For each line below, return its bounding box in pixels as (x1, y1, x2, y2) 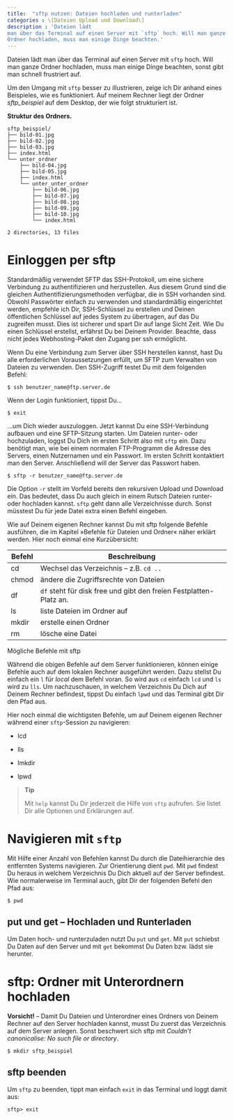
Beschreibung (107, 552, 156, 561)
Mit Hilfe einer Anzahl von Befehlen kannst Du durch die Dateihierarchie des (7, 854, 225, 862)
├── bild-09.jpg (32, 205, 79, 212)
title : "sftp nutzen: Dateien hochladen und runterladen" (7, 10, 182, 17)
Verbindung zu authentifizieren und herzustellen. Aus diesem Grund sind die (7, 283, 226, 292)
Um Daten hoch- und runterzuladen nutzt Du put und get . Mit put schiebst (7, 934, 220, 943)
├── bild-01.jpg (7, 132, 54, 139)
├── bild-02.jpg (7, 137, 54, 145)
